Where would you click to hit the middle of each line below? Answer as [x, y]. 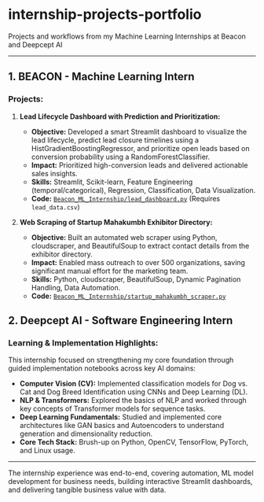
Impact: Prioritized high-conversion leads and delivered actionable [139, 165]
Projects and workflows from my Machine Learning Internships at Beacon [127, 36]
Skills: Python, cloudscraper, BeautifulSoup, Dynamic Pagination [136, 279]
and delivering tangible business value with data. [87, 490]
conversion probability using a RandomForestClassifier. [121, 157]
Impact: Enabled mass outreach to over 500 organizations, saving [138, 262]
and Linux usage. [48, 451]
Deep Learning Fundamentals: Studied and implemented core [121, 417]
